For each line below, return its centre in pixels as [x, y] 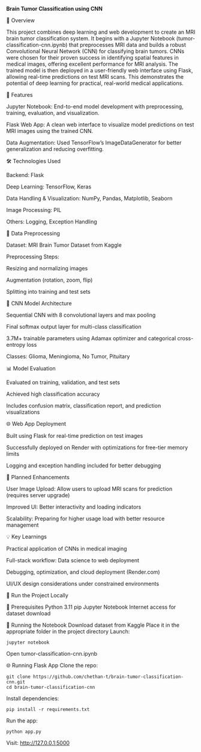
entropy [16, 345]
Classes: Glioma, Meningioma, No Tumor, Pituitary [68, 356]
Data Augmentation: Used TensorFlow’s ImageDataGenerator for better [94, 143]
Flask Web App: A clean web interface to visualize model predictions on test [100, 125]
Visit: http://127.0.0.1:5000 [38, 743]
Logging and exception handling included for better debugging [84, 465]
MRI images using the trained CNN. [50, 131]
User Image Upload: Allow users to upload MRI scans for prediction [89, 489]
